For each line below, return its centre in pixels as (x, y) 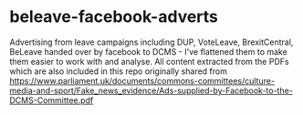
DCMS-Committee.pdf (52, 100)
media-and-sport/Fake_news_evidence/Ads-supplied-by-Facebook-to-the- (151, 90)
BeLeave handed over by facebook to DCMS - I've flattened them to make (148, 51)
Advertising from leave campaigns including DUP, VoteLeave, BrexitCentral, (151, 42)
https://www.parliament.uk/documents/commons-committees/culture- (142, 80)
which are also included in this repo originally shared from (119, 71)
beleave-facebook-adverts (114, 17)
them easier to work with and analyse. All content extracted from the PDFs (149, 61)
